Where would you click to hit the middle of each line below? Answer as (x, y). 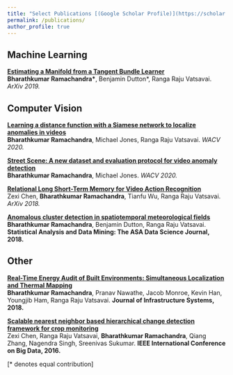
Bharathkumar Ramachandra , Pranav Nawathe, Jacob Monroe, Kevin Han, (115, 292)
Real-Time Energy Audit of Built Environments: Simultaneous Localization (116, 278)
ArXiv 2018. (24, 204)
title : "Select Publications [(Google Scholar (76, 14)
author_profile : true (39, 26)
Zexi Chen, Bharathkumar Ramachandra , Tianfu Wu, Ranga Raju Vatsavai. (114, 196)
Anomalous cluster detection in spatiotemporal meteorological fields (109, 217)
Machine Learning (48, 55)
